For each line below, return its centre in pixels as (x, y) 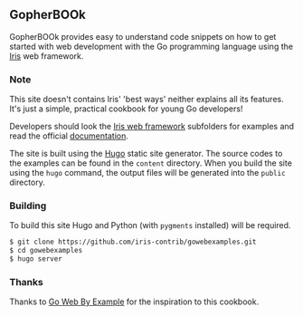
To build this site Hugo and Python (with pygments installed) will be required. (150, 225)
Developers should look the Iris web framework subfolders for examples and (152, 127)
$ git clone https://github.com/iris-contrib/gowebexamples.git (133, 242)
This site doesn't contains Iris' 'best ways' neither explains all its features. (147, 100)
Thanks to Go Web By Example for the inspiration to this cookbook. (134, 302)
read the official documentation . (69, 136)
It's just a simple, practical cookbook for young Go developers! (126, 109)
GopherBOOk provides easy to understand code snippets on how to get (143, 36)
